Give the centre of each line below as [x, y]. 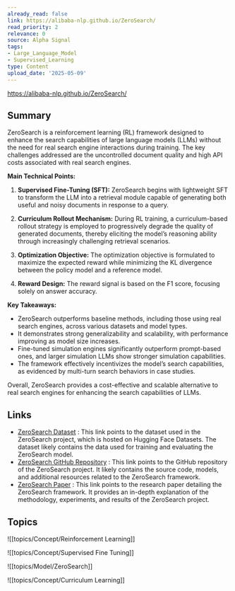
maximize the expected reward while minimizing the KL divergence [115, 263]
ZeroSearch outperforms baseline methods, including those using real [119, 319]
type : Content [28, 67]
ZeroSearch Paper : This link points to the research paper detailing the [120, 485]
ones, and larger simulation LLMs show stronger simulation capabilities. [121, 356]
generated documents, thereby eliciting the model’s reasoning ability [117, 234]
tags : [15, 47]
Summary [29, 115]
